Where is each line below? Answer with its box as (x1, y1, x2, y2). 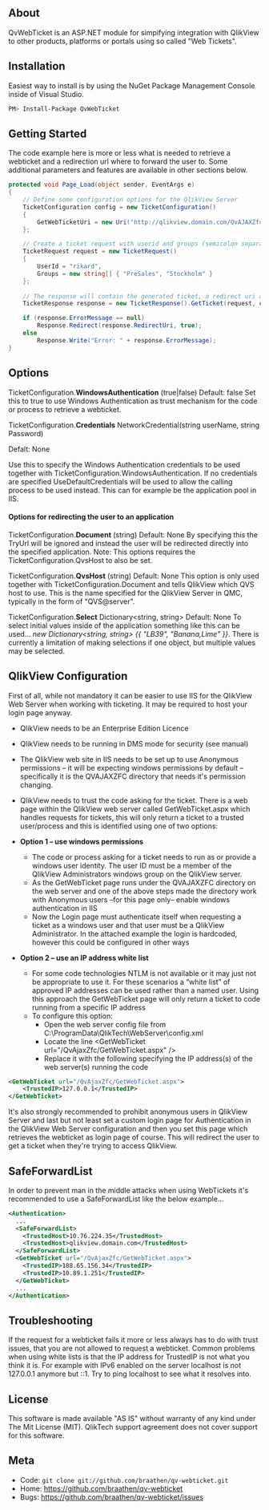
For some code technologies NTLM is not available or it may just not (31, 968, 256, 978)
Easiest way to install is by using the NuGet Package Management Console (8, 80, 255, 91)
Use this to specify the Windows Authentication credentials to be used (8, 459, 241, 469)
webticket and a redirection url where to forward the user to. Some (8, 156, 228, 167)
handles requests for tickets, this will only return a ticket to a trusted (19, 812, 244, 822)
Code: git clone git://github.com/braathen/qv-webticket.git (19, 1475, 229, 1484)
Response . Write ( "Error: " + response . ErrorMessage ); (37, 336, 217, 344)
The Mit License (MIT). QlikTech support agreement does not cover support (8, 1423, 258, 1432)
